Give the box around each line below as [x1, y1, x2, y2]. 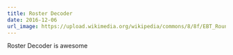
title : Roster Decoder [7, 10, 73, 17]
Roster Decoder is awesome [7, 42, 88, 50]
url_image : [7, 23, 39, 30]
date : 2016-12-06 [7, 16, 58, 23]
